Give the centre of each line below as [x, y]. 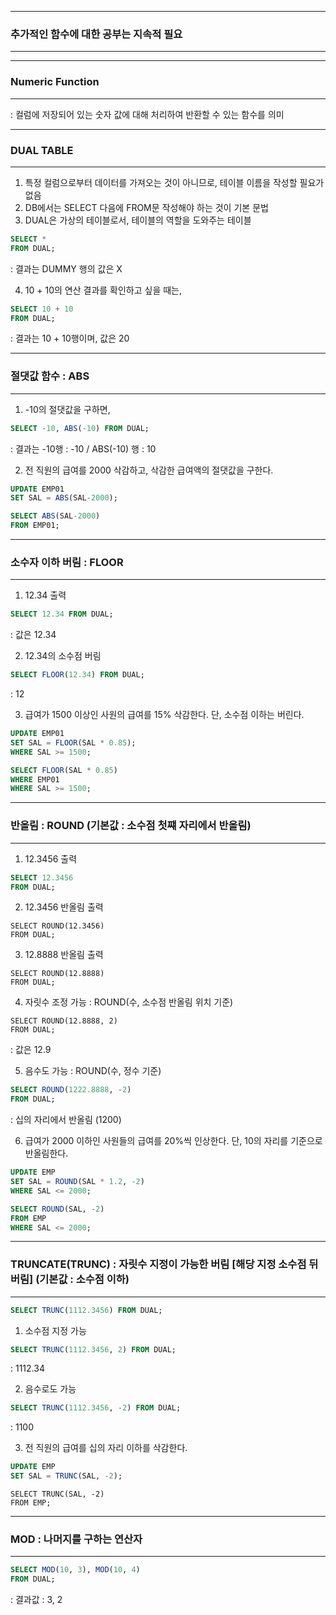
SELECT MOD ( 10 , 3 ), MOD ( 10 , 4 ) [75, 1570]
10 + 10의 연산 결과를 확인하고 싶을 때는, [103, 290]
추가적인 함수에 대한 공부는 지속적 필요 [96, 34]
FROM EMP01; [35, 526]
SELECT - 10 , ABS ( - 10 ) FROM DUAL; [80, 428]
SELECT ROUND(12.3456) [57, 926]
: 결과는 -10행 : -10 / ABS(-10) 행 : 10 [83, 448]
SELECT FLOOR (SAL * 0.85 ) [64, 770]
